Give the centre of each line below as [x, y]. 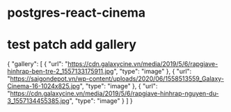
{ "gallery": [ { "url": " [38, 64]
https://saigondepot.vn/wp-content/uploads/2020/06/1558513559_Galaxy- [117, 79]
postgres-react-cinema [77, 13]
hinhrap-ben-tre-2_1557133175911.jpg [61, 72]
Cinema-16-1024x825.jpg [43, 86]
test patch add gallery [72, 45]
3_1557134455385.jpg [38, 101]
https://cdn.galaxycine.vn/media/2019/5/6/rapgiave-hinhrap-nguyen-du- [114, 94]
